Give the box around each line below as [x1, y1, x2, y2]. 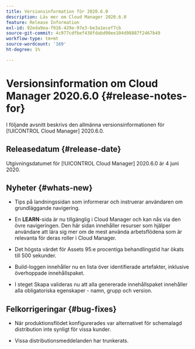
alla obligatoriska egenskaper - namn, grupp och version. [14, 287, 153, 294]
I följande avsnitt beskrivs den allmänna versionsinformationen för [6, 121, 165, 128]
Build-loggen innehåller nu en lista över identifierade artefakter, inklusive [14, 264, 190, 271]
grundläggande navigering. [14, 205, 80, 212]
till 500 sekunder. [14, 252, 57, 259]
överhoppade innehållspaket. [14, 269, 85, 277]
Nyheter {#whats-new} [6, 182, 93, 193]
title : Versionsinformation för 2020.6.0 [6, 8, 109, 15]
